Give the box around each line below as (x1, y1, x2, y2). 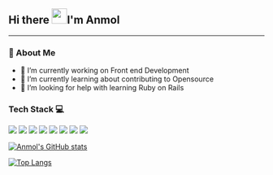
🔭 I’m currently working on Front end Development (19, 66, 189, 76)
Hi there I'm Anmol (8, 13, 120, 27)
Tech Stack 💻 (8, 103, 65, 115)
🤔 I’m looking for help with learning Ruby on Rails (19, 83, 184, 93)
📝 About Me (8, 46, 56, 58)
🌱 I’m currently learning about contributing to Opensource (19, 74, 214, 84)
